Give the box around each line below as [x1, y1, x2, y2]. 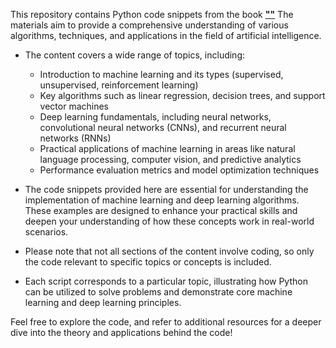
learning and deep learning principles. [24, 297, 182, 308]
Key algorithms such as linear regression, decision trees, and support [39, 90, 326, 101]
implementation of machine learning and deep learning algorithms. [24, 194, 300, 206]
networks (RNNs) [39, 132, 112, 144]
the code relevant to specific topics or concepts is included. [24, 256, 272, 268]
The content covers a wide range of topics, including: [24, 49, 246, 61]
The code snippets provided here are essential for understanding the [24, 184, 309, 195]
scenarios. [24, 226, 69, 238]
